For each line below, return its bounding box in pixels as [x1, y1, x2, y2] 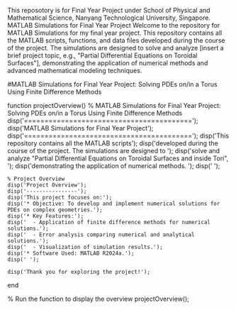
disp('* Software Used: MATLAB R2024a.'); [7, 250, 135, 257]
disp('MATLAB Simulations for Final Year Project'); [7, 124, 154, 132]
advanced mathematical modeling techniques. [7, 67, 142, 74]
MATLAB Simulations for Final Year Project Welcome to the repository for [7, 21, 220, 29]
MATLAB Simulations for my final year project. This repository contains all [7, 28, 223, 37]
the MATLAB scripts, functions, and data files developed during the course [7, 36, 225, 45]
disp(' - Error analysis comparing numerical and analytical [7, 231, 195, 238]
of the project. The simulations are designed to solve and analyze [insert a [7, 44, 225, 52]
